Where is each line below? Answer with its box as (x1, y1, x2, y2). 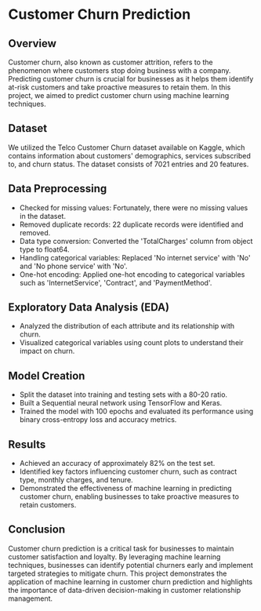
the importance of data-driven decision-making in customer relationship (8, 585, 241, 595)
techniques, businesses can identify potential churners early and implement (8, 560, 253, 569)
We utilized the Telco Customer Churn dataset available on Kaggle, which (8, 143, 245, 152)
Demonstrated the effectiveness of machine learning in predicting (19, 484, 233, 493)
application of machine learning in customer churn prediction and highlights (8, 576, 253, 586)
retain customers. (19, 500, 77, 510)
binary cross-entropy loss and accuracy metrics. (19, 415, 177, 424)
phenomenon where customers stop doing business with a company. (8, 66, 231, 75)
